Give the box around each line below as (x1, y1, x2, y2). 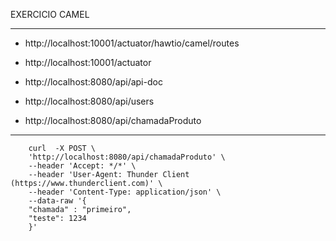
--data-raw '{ (28, 196, 87, 206)
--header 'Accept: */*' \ (28, 161, 137, 171)
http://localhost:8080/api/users (24, 95, 155, 107)
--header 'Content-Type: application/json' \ (28, 187, 222, 197)
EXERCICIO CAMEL (10, 9, 90, 20)
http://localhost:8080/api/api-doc (24, 76, 163, 88)
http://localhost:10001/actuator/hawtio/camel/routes (24, 37, 240, 49)
